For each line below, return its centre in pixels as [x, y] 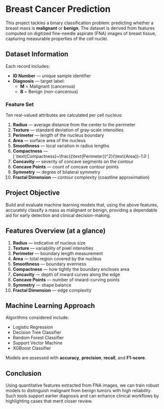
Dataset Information [37, 54]
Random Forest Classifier [38, 338]
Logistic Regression [33, 327]
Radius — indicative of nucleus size [49, 243]
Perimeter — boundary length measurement [58, 253]
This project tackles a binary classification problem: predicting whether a [80, 23]
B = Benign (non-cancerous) [49, 91]
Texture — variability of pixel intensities [53, 248]
